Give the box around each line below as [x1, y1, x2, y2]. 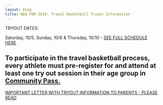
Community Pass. [5, 77, 61, 85]
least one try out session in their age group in [5, 69, 146, 77]
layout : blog [5, 7, 32, 12]
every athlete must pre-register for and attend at [5, 62, 157, 70]
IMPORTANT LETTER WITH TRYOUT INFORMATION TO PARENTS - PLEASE [5, 90, 158, 96]
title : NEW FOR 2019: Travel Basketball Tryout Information [5, 12, 131, 17]
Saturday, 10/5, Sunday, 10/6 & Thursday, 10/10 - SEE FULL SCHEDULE [5, 35, 148, 41]
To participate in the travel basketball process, [5, 54, 150, 62]
